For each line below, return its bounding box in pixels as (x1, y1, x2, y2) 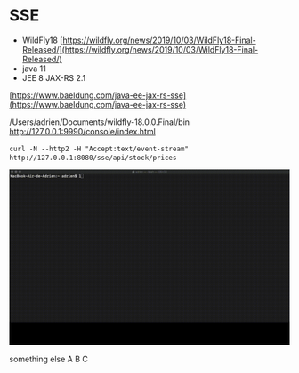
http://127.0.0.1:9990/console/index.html (9, 126, 156, 136)
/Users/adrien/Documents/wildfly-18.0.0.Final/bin (9, 117, 190, 127)
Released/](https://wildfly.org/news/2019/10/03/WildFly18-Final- (21, 44, 259, 54)
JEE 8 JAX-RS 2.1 (21, 72, 86, 83)
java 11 (21, 63, 46, 74)
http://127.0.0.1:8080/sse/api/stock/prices (9, 153, 177, 162)
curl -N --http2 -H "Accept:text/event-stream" (9, 144, 190, 153)
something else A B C (9, 353, 89, 364)
